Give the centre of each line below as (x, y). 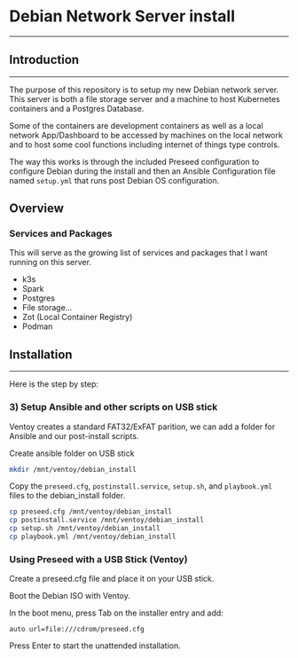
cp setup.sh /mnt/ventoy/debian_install (85, 529)
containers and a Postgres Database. (77, 108)
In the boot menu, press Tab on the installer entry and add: (116, 613)
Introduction (44, 60)
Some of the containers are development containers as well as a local (136, 125)
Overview (37, 209)
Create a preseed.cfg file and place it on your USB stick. (112, 579)
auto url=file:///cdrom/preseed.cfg (77, 630)
